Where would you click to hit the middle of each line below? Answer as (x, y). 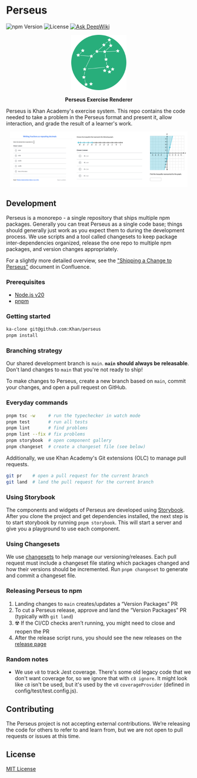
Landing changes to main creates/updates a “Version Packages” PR (96, 604)
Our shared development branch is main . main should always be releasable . (98, 364)
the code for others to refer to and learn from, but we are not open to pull (95, 730)
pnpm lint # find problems (47, 428)
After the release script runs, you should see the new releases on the (98, 638)
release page (31, 644)
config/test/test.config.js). (46, 691)
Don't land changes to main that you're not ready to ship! (74, 370)
